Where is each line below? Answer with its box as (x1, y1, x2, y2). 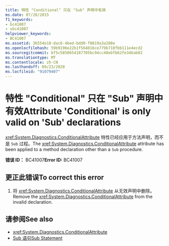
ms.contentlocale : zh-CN (5, 60, 58, 65)
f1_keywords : (5, 17, 33, 22)
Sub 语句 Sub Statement (12, 235, 63, 241)
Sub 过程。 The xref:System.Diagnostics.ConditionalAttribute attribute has (11, 140, 164, 146)
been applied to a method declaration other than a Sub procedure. (5, 146, 143, 152)
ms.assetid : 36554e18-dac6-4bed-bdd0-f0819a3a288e (5, 41, 115, 46)
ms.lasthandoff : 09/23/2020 (5, 64, 65, 69)
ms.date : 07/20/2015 (5, 12, 50, 17)
